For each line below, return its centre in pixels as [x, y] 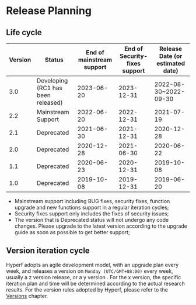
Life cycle [24, 32]
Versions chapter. [27, 296]
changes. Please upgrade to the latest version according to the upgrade [101, 226]
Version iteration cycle [48, 251]
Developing [52, 80]
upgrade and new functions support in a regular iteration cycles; [92, 207]
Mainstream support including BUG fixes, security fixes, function [92, 201]
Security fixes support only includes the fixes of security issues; [92, 214]
